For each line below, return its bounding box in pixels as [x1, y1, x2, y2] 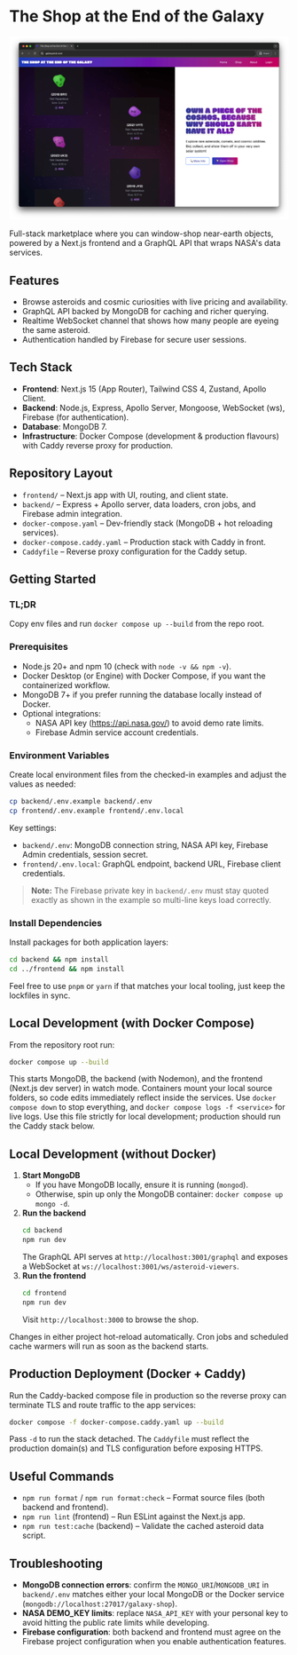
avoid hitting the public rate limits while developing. [21, 1618, 210, 1628]
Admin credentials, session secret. [21, 849, 149, 859]
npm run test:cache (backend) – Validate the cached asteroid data [21, 1521, 264, 1532]
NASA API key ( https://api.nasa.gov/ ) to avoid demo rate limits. [35, 717, 264, 728]
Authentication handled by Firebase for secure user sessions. [21, 335, 246, 344]
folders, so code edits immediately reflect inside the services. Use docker [9, 1092, 277, 1103]
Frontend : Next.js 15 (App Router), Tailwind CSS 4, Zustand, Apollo [21, 384, 267, 394]
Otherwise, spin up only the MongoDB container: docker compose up [35, 1189, 284, 1200]
